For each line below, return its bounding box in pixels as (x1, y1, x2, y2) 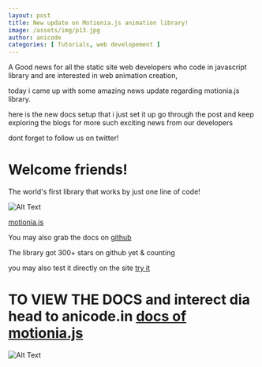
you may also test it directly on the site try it (8, 263, 151, 272)
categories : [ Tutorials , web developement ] (8, 41, 160, 49)
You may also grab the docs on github (8, 233, 132, 243)
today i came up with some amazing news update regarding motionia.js (8, 86, 240, 95)
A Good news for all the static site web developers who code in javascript (8, 62, 247, 72)
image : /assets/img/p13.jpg (8, 26, 101, 34)
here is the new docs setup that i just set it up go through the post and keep (8, 109, 254, 119)
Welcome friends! (8, 161, 128, 179)
